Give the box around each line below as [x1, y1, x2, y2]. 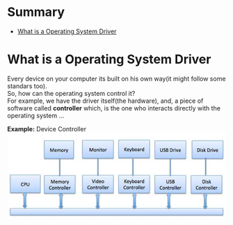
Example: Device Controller [7, 124, 87, 133]
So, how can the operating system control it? [7, 89, 136, 97]
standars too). [7, 81, 47, 90]
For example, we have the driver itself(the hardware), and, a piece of [7, 97, 204, 105]
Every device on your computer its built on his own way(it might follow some [7, 74, 226, 83]
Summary [7, 4, 65, 20]
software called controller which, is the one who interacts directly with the [7, 103, 221, 112]
